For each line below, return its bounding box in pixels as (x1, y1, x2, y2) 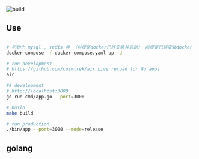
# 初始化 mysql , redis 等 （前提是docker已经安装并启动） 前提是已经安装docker (6, 44, 193, 50)
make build (6, 110, 34, 116)
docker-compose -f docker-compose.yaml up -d (6, 50, 122, 56)
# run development (6, 61, 52, 67)
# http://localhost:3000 (6, 88, 69, 94)
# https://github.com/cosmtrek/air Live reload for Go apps (6, 66, 161, 72)
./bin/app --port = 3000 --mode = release (6, 127, 103, 133)
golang (6, 143, 33, 153)
